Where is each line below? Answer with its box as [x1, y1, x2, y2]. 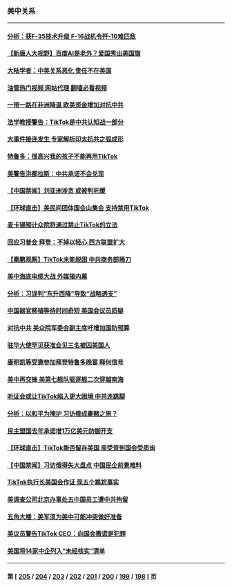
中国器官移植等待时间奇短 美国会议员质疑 [7, 306, 124, 315]
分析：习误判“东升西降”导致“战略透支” [7, 289, 117, 297]
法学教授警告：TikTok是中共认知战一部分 [7, 118, 124, 126]
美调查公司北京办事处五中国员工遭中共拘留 [7, 495, 128, 503]
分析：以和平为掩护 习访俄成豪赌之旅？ [7, 409, 118, 417]
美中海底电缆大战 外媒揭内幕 [7, 272, 88, 281]
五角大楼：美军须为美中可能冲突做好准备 [7, 512, 122, 520]
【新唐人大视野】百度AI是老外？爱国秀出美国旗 [7, 49, 141, 58]
